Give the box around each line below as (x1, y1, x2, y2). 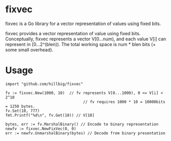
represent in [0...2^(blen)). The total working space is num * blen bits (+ (5, 41, 156, 47)
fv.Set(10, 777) (5, 108, 40, 113)
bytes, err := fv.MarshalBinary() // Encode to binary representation (5, 122, 159, 127)
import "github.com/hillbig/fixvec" (5, 81, 83, 86)
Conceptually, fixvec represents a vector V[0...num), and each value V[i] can (5, 36, 166, 42)
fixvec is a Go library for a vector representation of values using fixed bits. (5, 20, 161, 27)
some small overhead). (5, 46, 54, 53)
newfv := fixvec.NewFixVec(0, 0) (5, 126, 77, 131)
